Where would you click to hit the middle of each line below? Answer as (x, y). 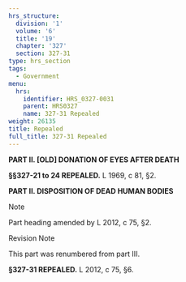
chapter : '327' (41, 46)
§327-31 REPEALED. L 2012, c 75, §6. (71, 269)
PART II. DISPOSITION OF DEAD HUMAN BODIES (91, 190)
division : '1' (39, 23)
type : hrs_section (39, 62)
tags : (17, 69)
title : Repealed (36, 129)
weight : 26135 (32, 122)
